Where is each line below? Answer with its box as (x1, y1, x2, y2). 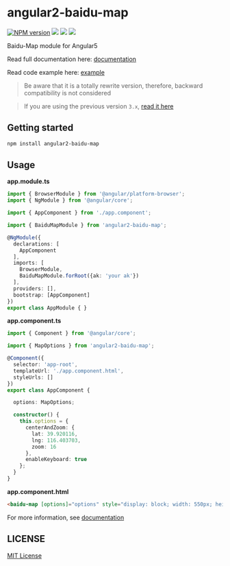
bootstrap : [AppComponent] (13, 292, 90, 298)
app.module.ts (7, 177, 50, 186)
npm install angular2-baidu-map (7, 140, 99, 147)
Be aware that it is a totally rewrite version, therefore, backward (23, 81, 203, 90)
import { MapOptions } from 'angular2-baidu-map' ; (7, 342, 155, 349)
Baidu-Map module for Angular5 (7, 41, 98, 49)
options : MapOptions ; (13, 399, 75, 406)
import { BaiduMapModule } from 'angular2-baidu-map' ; (7, 222, 167, 229)
